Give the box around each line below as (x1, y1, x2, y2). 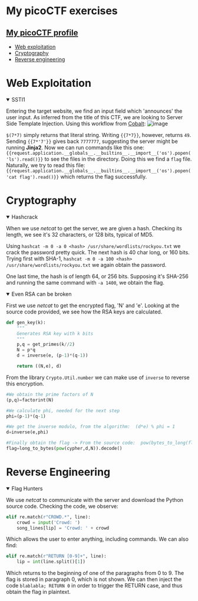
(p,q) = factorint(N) (6, 397, 54, 403)
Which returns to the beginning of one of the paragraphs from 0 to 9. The (6, 570, 184, 577)
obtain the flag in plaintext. (6, 589, 71, 596)
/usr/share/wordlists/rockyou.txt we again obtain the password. (6, 261, 167, 268)
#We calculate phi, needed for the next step (6, 407, 120, 414)
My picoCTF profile (6, 28, 78, 38)
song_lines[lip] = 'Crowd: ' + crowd (16, 525, 110, 531)
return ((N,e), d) (16, 363, 62, 369)
